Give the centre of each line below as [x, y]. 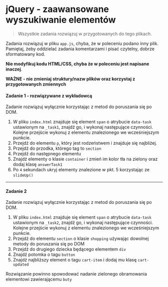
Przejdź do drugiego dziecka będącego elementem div [69, 249]
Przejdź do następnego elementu [47, 154]
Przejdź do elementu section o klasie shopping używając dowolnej [81, 238]
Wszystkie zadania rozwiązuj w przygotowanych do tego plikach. [85, 34]
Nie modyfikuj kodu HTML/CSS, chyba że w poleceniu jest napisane [77, 64]
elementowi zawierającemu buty [39, 279]
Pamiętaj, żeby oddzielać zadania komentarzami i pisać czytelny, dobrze [80, 49]
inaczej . [14, 69]
